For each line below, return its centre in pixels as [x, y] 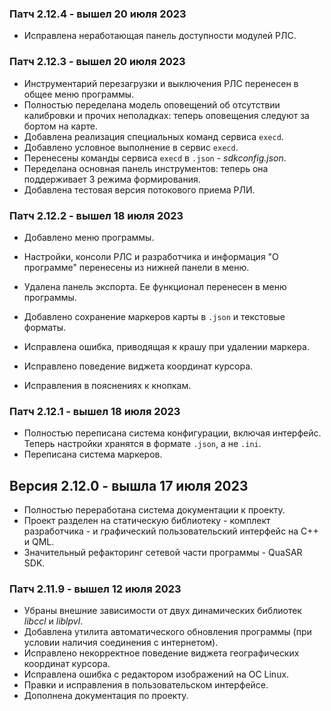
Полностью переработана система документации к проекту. [154, 510]
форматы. [45, 327]
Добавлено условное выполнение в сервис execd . [131, 147]
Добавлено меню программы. [89, 237]
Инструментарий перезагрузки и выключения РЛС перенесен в [161, 83]
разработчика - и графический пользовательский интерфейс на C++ [171, 531]
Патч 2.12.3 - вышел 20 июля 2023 [97, 62]
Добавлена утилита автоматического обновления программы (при [167, 632]
